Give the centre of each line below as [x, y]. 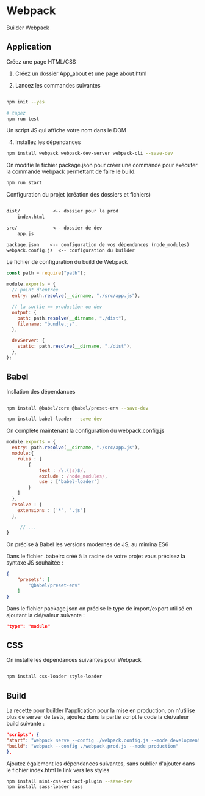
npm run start [24, 183]
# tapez [16, 113]
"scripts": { [23, 735]
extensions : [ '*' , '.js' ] [52, 510]
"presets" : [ [34, 580]
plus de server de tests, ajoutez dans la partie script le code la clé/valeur [98, 717]
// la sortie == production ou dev [57, 307]
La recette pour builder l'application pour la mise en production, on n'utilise [101, 710]
